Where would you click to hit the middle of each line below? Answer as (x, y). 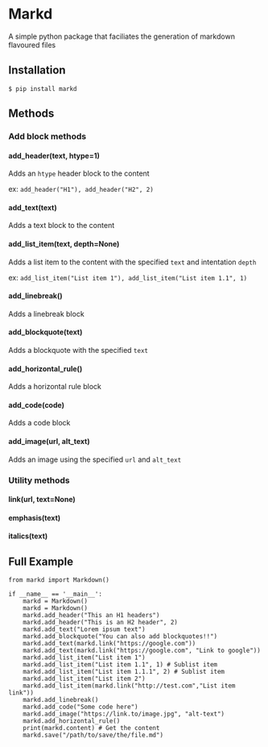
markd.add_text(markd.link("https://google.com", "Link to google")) (142, 651)
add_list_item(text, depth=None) (64, 244)
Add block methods (47, 136)
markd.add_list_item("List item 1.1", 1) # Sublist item (120, 665)
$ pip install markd (43, 89)
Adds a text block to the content (62, 226)
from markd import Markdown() (59, 580)
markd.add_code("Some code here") (80, 707)
